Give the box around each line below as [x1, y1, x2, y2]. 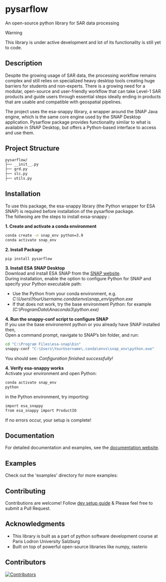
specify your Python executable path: [5, 281, 82, 287]
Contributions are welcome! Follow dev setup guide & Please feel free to [5, 500, 153, 506]
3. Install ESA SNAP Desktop [5, 265, 65, 271]
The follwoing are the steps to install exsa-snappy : [5, 213, 110, 219]
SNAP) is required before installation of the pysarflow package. [5, 208, 135, 214]
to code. [5, 44, 22, 50]
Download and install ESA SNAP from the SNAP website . [5, 270, 121, 276]
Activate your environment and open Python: [5, 371, 97, 377]
